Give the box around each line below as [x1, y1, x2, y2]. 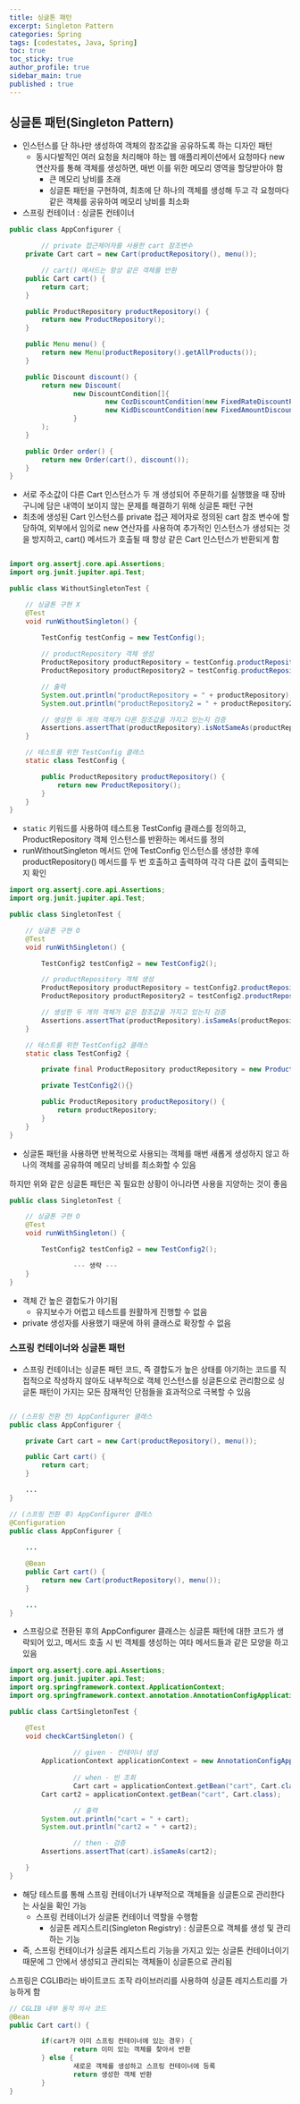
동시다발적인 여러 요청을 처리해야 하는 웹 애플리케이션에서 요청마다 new [35, 151, 286, 162]
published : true [9, 80, 74, 89]
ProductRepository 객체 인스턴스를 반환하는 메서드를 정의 [21, 834, 225, 845]
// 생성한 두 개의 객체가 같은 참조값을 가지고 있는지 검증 [41, 1008, 226, 1017]
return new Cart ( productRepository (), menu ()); [41, 1575, 221, 1584]
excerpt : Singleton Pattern [9, 21, 114, 30]
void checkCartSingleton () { [25, 1732, 134, 1741]
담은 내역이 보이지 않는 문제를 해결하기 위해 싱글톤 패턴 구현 [46, 500, 254, 511]
